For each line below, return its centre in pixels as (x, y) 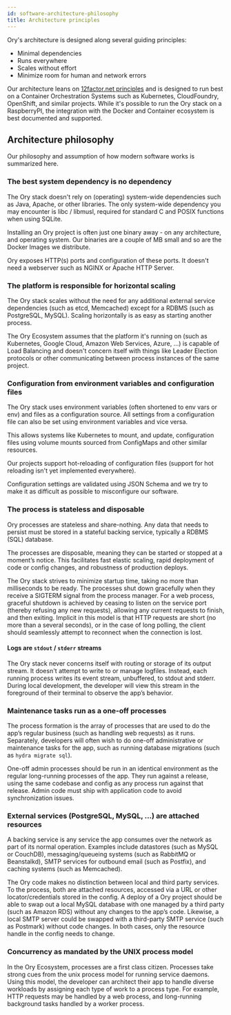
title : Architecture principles (53, 20)
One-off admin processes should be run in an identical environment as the (113, 768)
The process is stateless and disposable (76, 509)
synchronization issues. (41, 798)
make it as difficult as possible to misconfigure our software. (93, 491)
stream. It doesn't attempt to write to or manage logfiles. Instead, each (107, 670)
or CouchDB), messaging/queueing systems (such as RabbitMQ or (102, 854)
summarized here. (33, 164)
